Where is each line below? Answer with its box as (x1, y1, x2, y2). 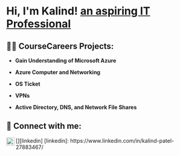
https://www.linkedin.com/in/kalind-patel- (70, 137, 174, 144)
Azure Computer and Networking (14, 69, 101, 76)
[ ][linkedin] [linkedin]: (16, 137, 69, 144)
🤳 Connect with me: (6, 121, 82, 131)
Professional (6, 17, 71, 31)
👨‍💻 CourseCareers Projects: (6, 41, 114, 51)
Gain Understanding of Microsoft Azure (14, 57, 117, 64)
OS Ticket (14, 80, 40, 87)
